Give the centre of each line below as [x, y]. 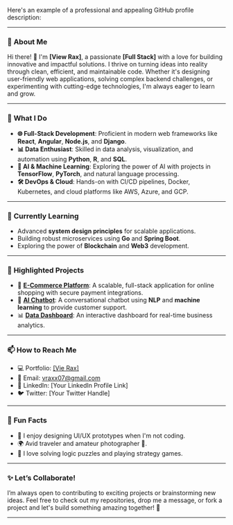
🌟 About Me [27, 42]
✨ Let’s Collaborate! [42, 478]
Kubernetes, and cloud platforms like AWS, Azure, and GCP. [103, 191]
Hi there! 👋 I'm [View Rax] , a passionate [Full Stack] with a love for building [115, 57]
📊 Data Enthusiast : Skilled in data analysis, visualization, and [105, 149]
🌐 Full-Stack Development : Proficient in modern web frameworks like [117, 133]
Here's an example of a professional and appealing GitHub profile [101, 10]
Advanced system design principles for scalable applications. [106, 231]
